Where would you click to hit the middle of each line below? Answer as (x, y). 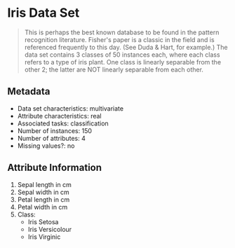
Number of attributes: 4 (52, 138)
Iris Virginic (44, 237)
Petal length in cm (43, 199)
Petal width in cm (42, 207)
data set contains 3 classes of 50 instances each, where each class (122, 55)
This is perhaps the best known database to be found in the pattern (122, 32)
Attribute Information (55, 168)
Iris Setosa (43, 221)
